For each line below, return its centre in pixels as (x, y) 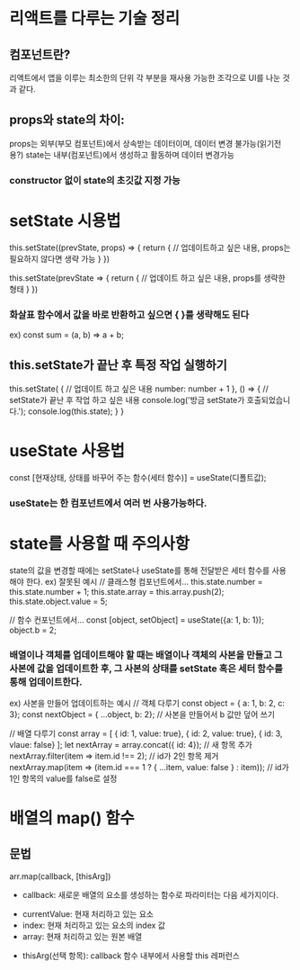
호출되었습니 (269, 400)
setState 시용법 (65, 220)
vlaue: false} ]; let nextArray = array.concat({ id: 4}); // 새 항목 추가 (131, 744)
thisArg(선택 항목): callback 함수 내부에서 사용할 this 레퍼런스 (131, 956)
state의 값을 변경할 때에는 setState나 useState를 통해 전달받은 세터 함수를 (140, 570)
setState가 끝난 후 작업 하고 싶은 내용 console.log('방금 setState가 (127, 400)
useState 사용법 (67, 450)
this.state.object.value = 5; (58, 601)
